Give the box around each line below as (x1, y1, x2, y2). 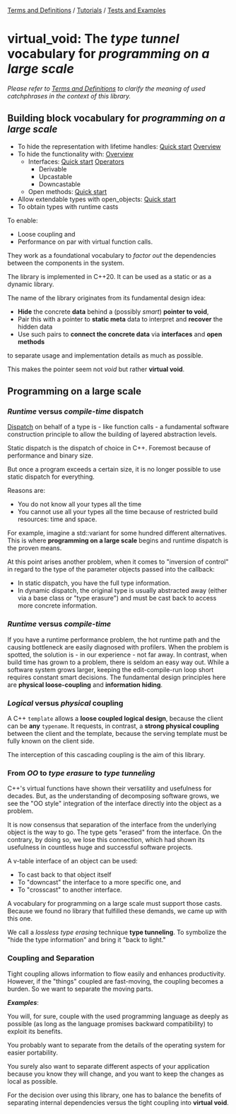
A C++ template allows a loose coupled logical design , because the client (7, 715, 224, 723)
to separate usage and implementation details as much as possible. (7, 351, 203, 360)
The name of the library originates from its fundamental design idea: (7, 293, 206, 302)
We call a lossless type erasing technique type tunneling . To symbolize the (7, 928, 227, 937)
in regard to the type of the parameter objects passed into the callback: (7, 565, 216, 574)
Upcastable (38, 172, 73, 181)
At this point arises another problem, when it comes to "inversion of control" (7, 557, 229, 566)
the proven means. (7, 544, 62, 552)
